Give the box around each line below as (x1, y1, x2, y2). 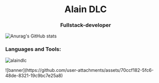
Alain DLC (64, 4, 107, 15)
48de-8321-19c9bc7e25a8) (5, 72, 63, 78)
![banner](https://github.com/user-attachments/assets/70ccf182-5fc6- (5, 67, 154, 73)
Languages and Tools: (5, 46, 61, 53)
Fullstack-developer (60, 22, 111, 29)
